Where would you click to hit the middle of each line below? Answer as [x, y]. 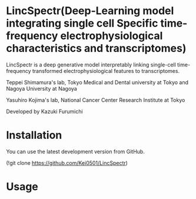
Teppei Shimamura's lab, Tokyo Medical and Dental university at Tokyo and [97, 82]
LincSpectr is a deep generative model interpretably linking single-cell [91, 64]
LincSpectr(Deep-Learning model [90, 11]
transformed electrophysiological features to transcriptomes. [106, 71]
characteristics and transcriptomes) [96, 49]
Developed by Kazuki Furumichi [45, 111]
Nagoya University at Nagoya [42, 88]
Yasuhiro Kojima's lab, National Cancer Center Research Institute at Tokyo [96, 100]
